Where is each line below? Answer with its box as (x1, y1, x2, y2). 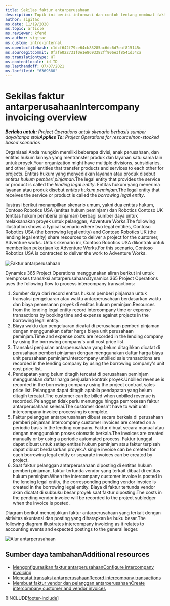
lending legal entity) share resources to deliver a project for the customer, (5, 234, 159, 240)
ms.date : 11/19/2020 (5, 21, 49, 27)
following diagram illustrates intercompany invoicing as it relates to (5, 521, 144, 527)
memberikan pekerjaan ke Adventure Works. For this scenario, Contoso (5, 245, 153, 251)
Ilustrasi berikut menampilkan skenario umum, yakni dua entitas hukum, (5, 202, 155, 208)
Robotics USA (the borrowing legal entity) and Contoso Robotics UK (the (5, 229, 156, 235)
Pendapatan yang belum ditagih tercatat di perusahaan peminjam (12, 371, 149, 377)
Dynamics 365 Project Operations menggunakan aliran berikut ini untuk (5, 270, 154, 276)
